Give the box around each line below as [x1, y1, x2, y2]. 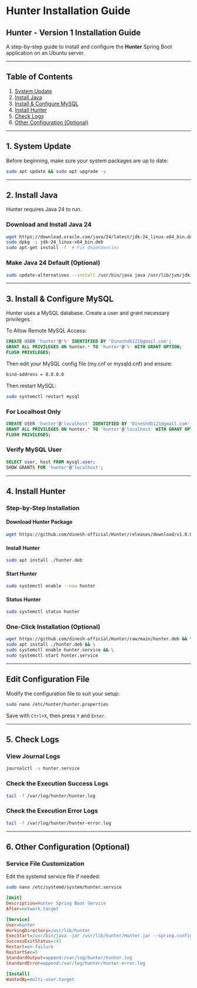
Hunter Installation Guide [6, 4, 131, 18]
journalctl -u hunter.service [6, 766, 80, 771]
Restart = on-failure [6, 944, 54, 950]
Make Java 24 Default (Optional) [6, 259, 101, 267]
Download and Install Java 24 [6, 221, 92, 229]
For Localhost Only [6, 407, 62, 415]
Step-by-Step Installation [6, 504, 80, 512]
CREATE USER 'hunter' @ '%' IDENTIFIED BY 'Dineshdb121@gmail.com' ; [6, 338, 172, 345]
